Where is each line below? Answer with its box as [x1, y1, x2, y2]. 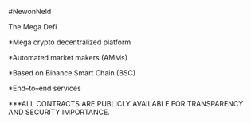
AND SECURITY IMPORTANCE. [8, 107, 110, 117]
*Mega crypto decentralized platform [8, 37, 131, 47]
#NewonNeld [8, 7, 52, 16]
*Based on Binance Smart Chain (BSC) [8, 68, 136, 78]
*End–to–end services [8, 83, 81, 93]
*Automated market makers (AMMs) [8, 53, 128, 62]
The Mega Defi [8, 22, 57, 31]
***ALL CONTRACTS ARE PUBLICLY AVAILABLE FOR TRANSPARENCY [8, 99, 244, 108]
